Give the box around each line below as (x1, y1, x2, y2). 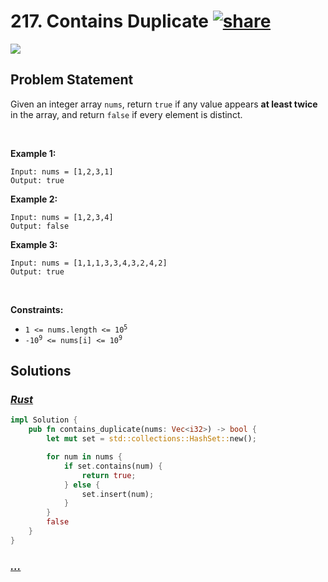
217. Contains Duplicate (10, 10, 210, 33)
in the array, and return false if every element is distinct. (10, 108, 243, 120)
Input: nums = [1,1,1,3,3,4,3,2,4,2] (10, 258, 168, 268)
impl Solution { (10, 415, 78, 425)
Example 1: (10, 147, 57, 159)
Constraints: (10, 303, 64, 315)
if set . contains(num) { (63, 461, 163, 471)
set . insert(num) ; (81, 489, 155, 499)
